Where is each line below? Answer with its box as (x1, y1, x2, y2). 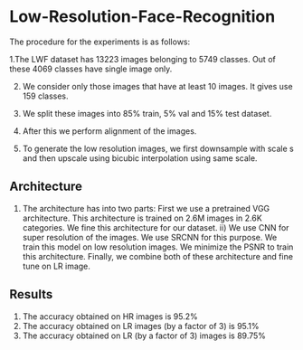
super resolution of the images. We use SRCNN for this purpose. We (22, 232, 278, 242)
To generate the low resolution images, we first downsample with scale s (22, 143, 294, 154)
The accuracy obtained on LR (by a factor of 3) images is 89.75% (22, 330, 267, 341)
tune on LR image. (22, 260, 90, 271)
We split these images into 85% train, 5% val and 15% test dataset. (22, 108, 272, 118)
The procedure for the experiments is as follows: (9, 36, 191, 47)
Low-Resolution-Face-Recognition (9, 6, 276, 27)
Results (9, 287, 53, 302)
